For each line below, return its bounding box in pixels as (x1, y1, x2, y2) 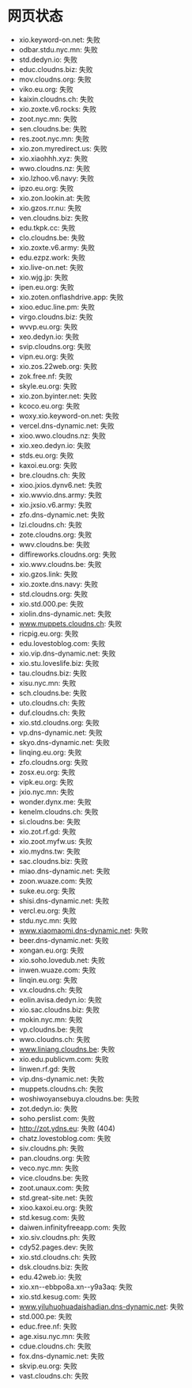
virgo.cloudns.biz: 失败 (18, 312, 94, 321)
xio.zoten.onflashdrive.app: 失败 (18, 292, 124, 302)
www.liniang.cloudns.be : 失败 (18, 1044, 115, 1054)
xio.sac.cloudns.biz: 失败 (18, 1005, 100, 1014)
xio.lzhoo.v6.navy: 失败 (18, 173, 95, 183)
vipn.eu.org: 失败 (18, 352, 74, 361)
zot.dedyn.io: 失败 (18, 1104, 78, 1113)
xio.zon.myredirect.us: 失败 (18, 143, 108, 153)
